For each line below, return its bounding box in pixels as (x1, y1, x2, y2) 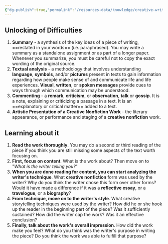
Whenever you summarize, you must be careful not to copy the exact (12, 55, 155, 61)
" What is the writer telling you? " (12, 164, 78, 170)
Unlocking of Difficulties (5, 26, 82, 35)
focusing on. (12, 153, 38, 159)
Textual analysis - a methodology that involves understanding (12, 66, 141, 72)
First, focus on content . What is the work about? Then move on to (12, 158, 149, 164)
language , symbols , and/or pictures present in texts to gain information (12, 71, 161, 77)
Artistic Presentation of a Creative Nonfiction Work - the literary (12, 109, 147, 115)
